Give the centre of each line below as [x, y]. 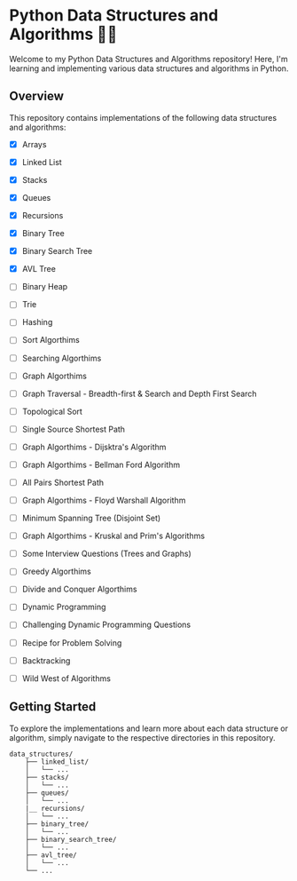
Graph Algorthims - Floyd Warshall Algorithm [104, 500]
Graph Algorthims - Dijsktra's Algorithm [94, 447]
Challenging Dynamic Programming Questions [106, 625]
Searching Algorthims [62, 358]
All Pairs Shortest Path [63, 482]
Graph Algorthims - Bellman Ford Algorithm [101, 464]
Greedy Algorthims [56, 571]
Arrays [34, 144]
